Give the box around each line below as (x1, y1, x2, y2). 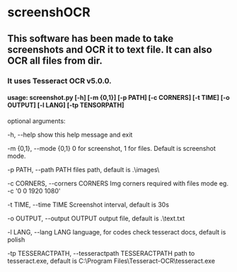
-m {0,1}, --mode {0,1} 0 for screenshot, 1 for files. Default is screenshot (7, 144, 216, 152)
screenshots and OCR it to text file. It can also (7, 43, 212, 55)
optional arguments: (7, 116, 66, 125)
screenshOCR (7, 4, 91, 21)
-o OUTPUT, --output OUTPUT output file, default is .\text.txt (7, 214, 185, 222)
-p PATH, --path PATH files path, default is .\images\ (7, 165, 160, 174)
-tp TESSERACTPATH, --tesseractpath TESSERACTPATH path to (7, 249, 195, 257)
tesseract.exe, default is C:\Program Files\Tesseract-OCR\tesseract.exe (7, 256, 216, 265)
